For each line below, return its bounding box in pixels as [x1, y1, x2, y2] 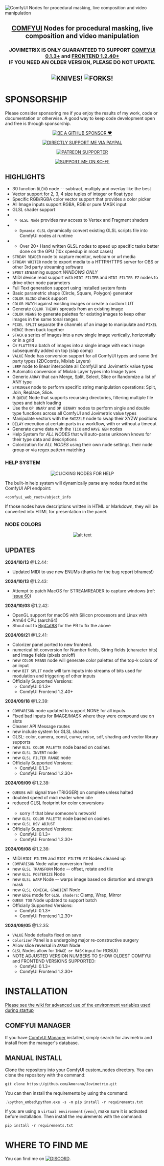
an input [12, 662, 29, 668]
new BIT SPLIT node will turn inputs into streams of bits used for [12, 668, 142, 673]
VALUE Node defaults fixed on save [12, 932, 82, 938]
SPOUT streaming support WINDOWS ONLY [12, 269, 98, 275]
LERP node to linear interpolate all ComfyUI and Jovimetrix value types [12, 363, 153, 369]
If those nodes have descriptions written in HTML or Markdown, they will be [5, 503, 158, 509]
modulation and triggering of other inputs [12, 673, 95, 679]
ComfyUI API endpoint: [5, 485, 51, 491]
